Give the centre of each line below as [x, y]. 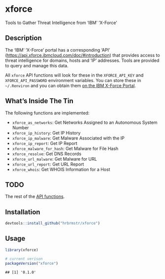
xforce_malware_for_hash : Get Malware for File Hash [65, 148]
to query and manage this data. [37, 65]
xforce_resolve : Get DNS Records [47, 154]
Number [20, 127]
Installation [23, 212]
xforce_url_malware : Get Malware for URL [54, 159]
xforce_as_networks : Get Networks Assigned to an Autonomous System [85, 122]
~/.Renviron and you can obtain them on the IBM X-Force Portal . [71, 85]
